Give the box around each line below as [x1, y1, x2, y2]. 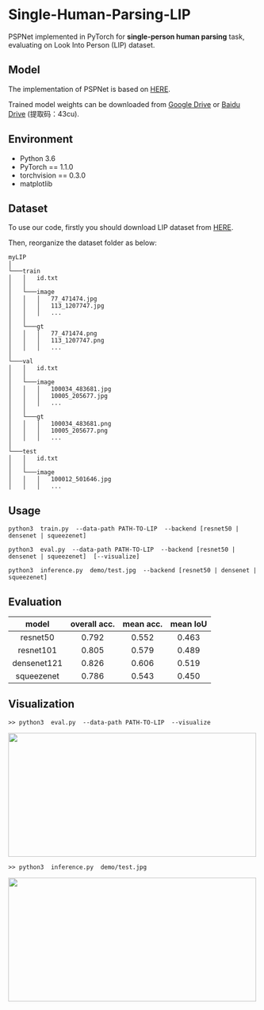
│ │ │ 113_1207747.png [8, 337, 105, 345]
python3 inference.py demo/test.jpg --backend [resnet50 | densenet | [8, 567, 258, 575]
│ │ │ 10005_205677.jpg [8, 392, 109, 400]
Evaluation [8, 595, 62, 608]
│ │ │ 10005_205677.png [8, 427, 109, 435]
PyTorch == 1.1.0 [19, 162, 74, 171]
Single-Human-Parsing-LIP [8, 6, 191, 24]
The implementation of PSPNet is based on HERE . [8, 84, 170, 94]
